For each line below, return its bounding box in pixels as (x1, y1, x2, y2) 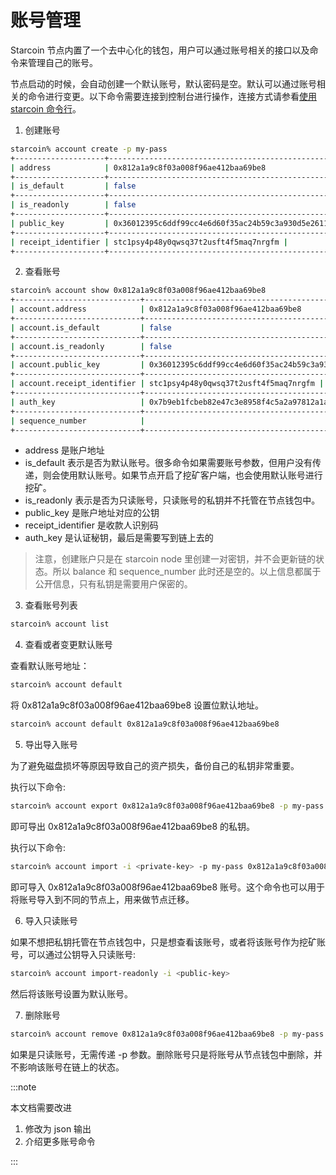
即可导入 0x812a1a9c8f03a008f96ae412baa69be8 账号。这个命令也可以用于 (10, 881, 326, 893)
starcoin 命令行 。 (10, 102, 82, 115)
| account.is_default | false (10, 322, 172, 333)
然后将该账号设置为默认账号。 (10, 987, 133, 1000)
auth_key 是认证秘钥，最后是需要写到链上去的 (24, 532, 214, 544)
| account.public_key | (10, 360, 145, 370)
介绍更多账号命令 (24, 1135, 96, 1147)
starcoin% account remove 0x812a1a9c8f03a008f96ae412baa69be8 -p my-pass (10, 1029, 325, 1039)
